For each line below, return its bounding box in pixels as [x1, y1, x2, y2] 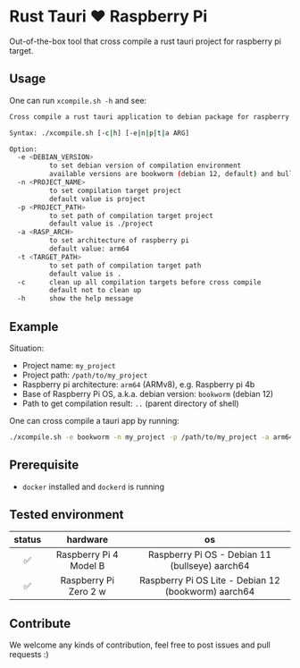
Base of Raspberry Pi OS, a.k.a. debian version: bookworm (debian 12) [21, 388, 274, 399]
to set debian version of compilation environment [48, 161, 242, 171]
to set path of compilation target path [48, 261, 202, 270]
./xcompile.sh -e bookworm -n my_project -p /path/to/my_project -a [9, 432, 270, 442]
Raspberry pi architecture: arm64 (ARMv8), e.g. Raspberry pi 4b [21, 378, 255, 390]
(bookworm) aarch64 [164, 586, 255, 598]
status [13, 534, 42, 546]
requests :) [9, 649, 49, 660]
